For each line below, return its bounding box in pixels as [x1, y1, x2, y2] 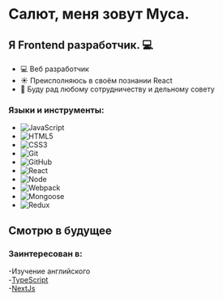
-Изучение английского [8, 266, 91, 276]
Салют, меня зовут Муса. [8, 5, 190, 23]
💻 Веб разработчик [19, 64, 89, 74]
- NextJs [8, 283, 36, 293]
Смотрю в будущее [8, 223, 112, 237]
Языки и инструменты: [8, 104, 105, 116]
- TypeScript [8, 274, 49, 284]
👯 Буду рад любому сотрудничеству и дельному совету [19, 84, 215, 94]
